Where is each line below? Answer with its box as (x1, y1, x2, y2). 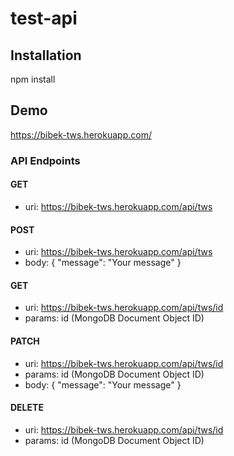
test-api (10, 7, 78, 30)
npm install (10, 73, 56, 85)
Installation (10, 47, 82, 64)
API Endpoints (10, 153, 81, 167)
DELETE (10, 402, 44, 414)
